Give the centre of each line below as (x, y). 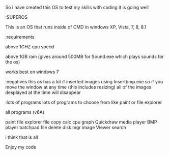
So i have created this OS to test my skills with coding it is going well (77, 7)
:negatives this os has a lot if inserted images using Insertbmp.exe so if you (84, 82)
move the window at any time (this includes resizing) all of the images (78, 87)
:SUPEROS (17, 17)
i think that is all (22, 137)
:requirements (20, 37)
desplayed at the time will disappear (43, 92)
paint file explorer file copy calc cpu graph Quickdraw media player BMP (81, 122)
